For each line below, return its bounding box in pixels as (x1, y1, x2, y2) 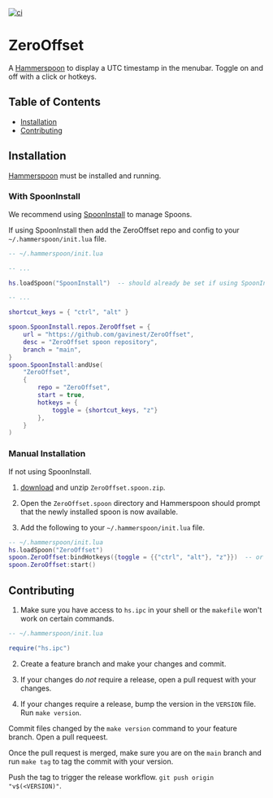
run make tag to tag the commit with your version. (8, 757, 174, 766)
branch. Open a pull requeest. (8, 732, 108, 742)
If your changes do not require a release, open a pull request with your (19, 674, 257, 684)
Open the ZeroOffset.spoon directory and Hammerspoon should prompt (19, 498, 261, 508)
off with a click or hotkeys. (8, 72, 97, 81)
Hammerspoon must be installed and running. (8, 171, 162, 181)
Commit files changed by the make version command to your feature (8, 723, 237, 733)
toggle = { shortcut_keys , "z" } (51, 406, 158, 414)
